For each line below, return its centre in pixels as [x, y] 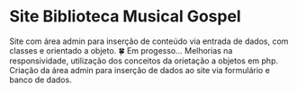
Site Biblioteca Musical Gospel [125, 17]
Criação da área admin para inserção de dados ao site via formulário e [139, 70]
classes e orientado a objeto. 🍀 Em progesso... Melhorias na [121, 50]
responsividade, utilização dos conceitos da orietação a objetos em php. [144, 61]
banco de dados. [40, 79]
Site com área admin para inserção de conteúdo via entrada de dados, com [149, 41]
